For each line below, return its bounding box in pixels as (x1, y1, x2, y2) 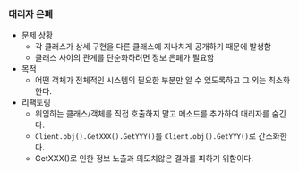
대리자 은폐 (8, 7, 54, 20)
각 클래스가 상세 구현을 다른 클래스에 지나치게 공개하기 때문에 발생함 (34, 41, 272, 52)
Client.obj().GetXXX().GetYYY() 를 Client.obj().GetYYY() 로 (34, 131, 257, 142)
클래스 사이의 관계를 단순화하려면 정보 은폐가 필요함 (34, 52, 215, 64)
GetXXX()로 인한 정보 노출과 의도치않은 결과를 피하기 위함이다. (34, 153, 254, 164)
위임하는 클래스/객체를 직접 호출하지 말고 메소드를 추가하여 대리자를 (34, 108, 270, 119)
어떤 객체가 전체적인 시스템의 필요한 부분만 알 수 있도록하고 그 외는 (34, 74, 267, 86)
